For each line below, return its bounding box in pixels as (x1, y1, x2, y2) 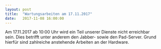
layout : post (5, 7, 32, 12)
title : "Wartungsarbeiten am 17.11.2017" (5, 12, 92, 16)
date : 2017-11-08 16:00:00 (5, 16, 64, 21)
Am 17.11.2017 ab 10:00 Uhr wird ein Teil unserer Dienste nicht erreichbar (5, 29, 150, 35)
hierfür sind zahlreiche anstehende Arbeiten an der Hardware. (5, 39, 129, 45)
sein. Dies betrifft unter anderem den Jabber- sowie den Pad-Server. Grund (5, 34, 157, 40)
